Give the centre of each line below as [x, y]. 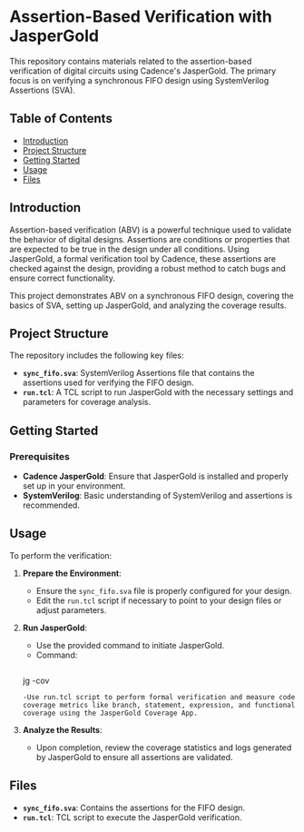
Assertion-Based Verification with [141, 17]
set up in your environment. [74, 486]
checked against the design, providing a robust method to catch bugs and [147, 268]
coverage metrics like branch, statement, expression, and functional [159, 705]
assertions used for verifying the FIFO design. [108, 382]
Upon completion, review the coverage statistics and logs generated [164, 748]
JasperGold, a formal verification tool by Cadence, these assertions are [143, 258]
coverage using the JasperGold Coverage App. [110, 713]
